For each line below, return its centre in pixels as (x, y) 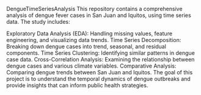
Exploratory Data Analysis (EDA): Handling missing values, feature (90, 33)
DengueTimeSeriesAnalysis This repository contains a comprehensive (94, 9)
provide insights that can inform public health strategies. (77, 85)
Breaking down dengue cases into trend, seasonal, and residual (86, 46)
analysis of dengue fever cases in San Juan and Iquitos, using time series (99, 15)
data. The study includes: (38, 22)
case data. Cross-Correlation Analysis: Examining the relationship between (100, 59)
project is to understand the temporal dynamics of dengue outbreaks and (98, 79)
